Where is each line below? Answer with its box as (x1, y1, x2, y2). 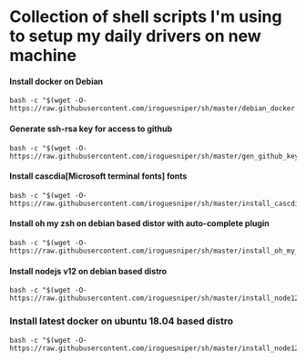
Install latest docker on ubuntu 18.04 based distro (9, 315, 234, 327)
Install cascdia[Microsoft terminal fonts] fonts (9, 171, 188, 181)
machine (9, 46, 77, 66)
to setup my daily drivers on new (9, 26, 261, 47)
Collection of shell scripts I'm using (9, 6, 282, 27)
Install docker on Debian (9, 76, 104, 87)
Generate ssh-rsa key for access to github (9, 123, 173, 134)
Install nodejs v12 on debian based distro (9, 265, 168, 276)
